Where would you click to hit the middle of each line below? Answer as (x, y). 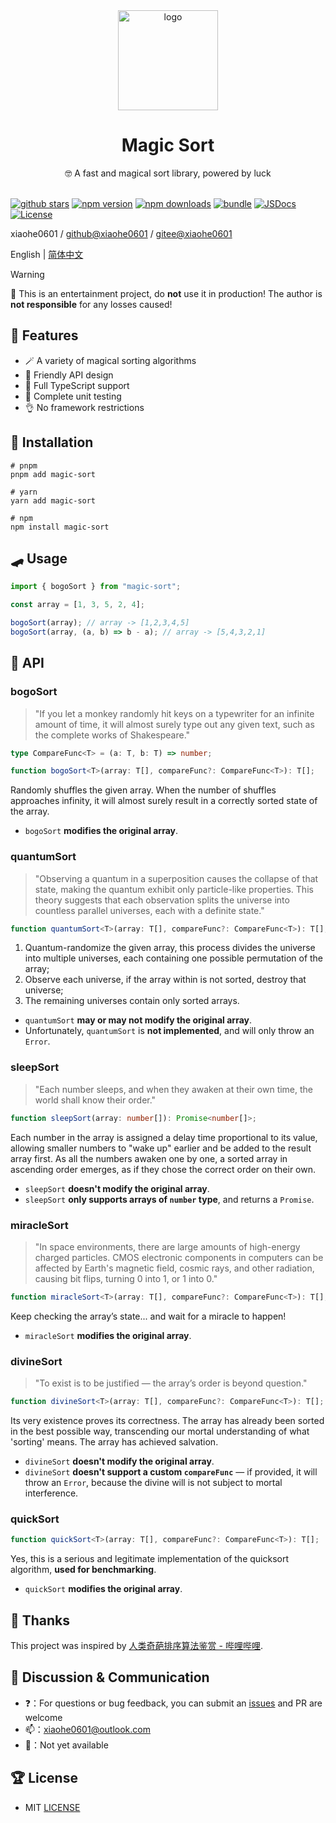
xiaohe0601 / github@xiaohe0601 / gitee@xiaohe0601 (121, 233)
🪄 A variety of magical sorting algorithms (110, 360)
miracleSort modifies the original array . (108, 1335)
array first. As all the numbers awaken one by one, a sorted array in (149, 1158)
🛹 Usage (39, 558)
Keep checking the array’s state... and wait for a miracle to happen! (148, 1316)
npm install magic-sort (60, 527)
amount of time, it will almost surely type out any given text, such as (174, 724)
